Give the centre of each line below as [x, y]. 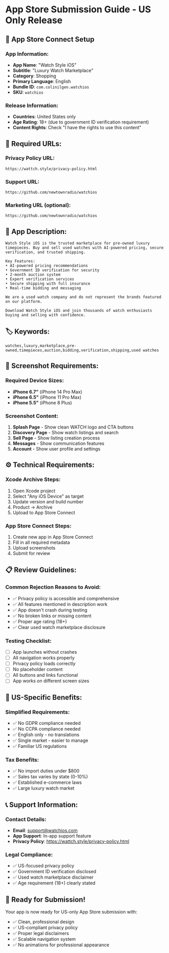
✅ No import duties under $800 [46, 771]
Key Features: [20, 261]
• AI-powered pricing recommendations [47, 266]
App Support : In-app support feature [52, 836]
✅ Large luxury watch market [44, 788]
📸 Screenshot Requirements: [52, 366]
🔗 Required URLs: [34, 144]
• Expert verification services [40, 279]
